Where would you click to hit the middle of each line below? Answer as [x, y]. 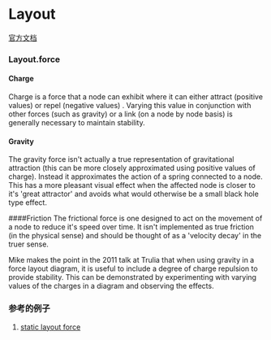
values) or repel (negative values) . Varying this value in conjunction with [130, 106]
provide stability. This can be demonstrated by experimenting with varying [133, 277]
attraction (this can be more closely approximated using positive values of [132, 168]
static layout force [50, 327]
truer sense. [28, 244]
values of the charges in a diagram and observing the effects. [111, 286]
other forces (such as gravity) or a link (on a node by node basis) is [120, 114]
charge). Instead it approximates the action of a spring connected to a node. [135, 177]
